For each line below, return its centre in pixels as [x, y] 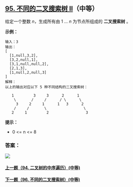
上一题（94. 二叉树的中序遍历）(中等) [43, 168]
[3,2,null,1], [24, 60]
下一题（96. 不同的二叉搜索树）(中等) [43, 180]
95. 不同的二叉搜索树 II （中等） [52, 9]
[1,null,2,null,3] [28, 72]
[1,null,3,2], [24, 55]
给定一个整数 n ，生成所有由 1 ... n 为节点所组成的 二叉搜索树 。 [68, 21]
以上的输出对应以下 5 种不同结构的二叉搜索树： [47, 87]
